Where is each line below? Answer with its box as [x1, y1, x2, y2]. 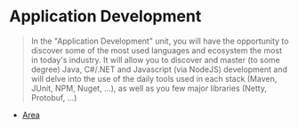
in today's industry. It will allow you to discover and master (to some [30, 54, 280, 65]
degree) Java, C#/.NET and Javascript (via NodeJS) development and [30, 64, 287, 75]
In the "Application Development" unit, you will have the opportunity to [30, 36, 289, 46]
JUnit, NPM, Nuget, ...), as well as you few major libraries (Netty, [30, 83, 267, 93]
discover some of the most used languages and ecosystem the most [30, 44, 283, 55]
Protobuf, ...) [30, 92, 77, 103]
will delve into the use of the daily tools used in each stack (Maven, [30, 73, 278, 84]
